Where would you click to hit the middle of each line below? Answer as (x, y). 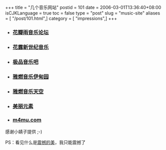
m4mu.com (27, 120)
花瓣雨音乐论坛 (31, 32)
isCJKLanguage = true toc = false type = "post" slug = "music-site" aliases (83, 13)
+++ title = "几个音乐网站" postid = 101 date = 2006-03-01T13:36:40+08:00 (83, 7)
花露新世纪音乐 (31, 47)
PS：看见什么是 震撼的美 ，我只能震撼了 (45, 142)
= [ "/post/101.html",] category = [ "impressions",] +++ (61, 18)
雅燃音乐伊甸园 (31, 77)
